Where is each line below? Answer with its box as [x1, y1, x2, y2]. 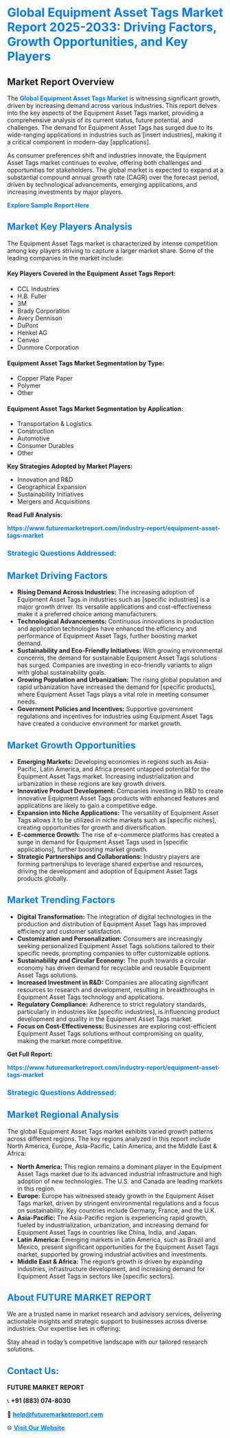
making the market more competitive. [16, 1036, 124, 1045]
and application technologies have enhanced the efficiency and [16, 625, 197, 633]
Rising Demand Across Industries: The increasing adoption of [16, 588, 194, 596]
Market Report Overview [7, 76, 115, 87]
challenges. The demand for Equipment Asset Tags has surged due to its [7, 124, 213, 131]
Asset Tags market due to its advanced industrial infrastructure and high [16, 1169, 222, 1178]
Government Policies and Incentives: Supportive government [16, 705, 194, 713]
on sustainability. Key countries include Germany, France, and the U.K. [16, 1206, 216, 1214]
